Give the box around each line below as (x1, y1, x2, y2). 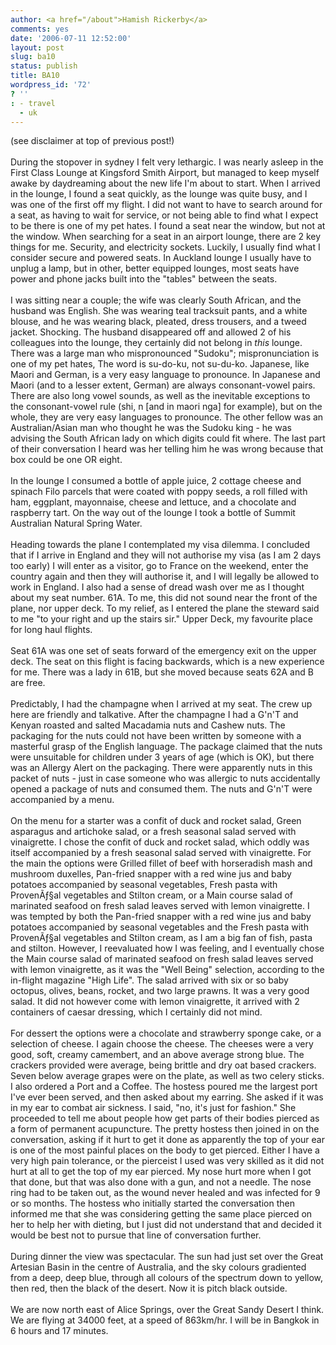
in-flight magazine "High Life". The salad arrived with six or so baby (10, 974, 289, 986)
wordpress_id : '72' (10, 80, 92, 90)
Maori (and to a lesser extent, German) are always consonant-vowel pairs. (10, 379, 316, 391)
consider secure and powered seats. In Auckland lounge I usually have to (10, 252, 312, 264)
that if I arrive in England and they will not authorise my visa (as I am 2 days (10, 549, 322, 561)
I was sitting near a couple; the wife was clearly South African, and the (10, 294, 302, 306)
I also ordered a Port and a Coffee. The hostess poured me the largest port (10, 1081, 318, 1093)
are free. (10, 677, 46, 689)
